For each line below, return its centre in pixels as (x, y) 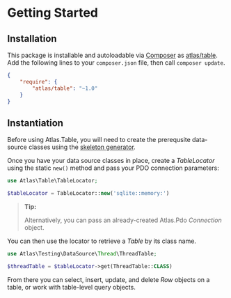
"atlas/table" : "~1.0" (65, 88)
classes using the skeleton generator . (82, 147)
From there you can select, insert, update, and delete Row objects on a (109, 279)
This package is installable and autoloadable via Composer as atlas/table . (112, 55)
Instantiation (35, 123)
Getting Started (53, 13)
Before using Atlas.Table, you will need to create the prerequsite (99, 140)
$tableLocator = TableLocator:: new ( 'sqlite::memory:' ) (88, 194)
